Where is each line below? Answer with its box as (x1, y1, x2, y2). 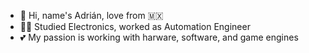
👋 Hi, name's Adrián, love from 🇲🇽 (19, 10, 164, 21)
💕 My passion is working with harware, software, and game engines (19, 31, 299, 43)
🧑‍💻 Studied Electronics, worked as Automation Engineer (19, 21, 251, 32)
